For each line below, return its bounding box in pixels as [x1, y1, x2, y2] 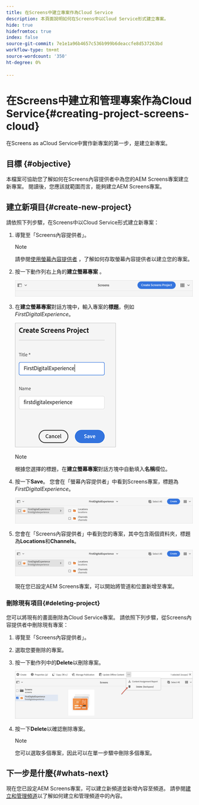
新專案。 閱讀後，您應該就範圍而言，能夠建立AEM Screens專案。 [6, 183, 165, 190]
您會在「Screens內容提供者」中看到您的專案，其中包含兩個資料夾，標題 [14, 530, 191, 537]
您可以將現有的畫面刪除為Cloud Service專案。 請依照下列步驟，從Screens [6, 614, 187, 621]
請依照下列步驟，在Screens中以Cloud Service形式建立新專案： [6, 219, 159, 226]
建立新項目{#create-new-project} [6, 202, 132, 212]
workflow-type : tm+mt [6, 47, 60, 53]
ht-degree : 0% [6, 59, 41, 65]
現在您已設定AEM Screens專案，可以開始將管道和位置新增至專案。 [14, 583, 178, 590]
